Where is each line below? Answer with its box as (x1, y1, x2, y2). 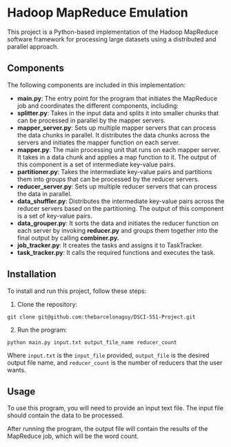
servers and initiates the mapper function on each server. (17, 138, 181, 146)
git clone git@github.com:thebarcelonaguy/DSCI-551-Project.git (7, 313, 196, 321)
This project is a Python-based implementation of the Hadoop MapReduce (7, 28, 219, 36)
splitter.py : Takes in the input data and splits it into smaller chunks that (17, 108, 219, 117)
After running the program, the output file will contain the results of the (7, 425, 208, 433)
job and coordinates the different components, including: (17, 102, 179, 110)
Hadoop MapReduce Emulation (7, 5, 188, 21)
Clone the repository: (17, 300, 78, 308)
